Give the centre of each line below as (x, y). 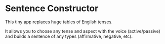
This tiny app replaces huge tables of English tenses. (59, 22)
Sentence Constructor (52, 8)
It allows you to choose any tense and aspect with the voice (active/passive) (83, 31)
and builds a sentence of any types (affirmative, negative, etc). (69, 36)
